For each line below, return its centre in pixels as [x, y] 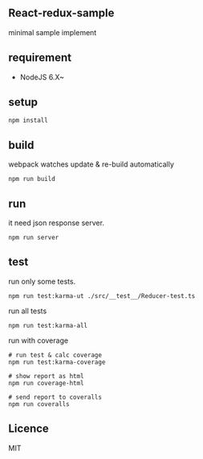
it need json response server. [56, 223]
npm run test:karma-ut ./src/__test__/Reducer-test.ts [102, 296]
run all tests [28, 311]
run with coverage [39, 340]
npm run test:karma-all [48, 325]
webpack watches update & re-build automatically [91, 164]
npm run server [34, 238]
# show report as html [46, 376]
